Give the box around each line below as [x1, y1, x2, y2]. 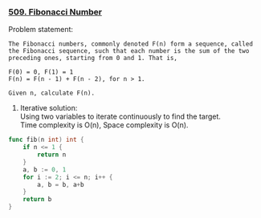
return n [37, 151, 67, 159]
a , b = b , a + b [37, 180, 84, 188]
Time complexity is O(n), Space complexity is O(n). [19, 120, 189, 130]
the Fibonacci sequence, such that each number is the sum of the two [8, 47, 250, 55]
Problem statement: [8, 25, 74, 34]
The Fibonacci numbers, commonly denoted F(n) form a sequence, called [8, 40, 253, 48]
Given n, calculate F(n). [8, 89, 95, 98]
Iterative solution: [19, 103, 78, 113]
